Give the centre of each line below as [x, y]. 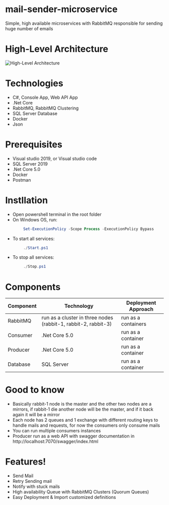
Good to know [35, 390]
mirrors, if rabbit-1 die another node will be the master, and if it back [83, 409]
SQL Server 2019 [30, 164]
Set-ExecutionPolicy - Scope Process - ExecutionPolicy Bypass [89, 229]
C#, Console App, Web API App [45, 97]
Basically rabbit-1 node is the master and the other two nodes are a [82, 404]
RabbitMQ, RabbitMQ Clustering [46, 108]
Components [33, 287]
